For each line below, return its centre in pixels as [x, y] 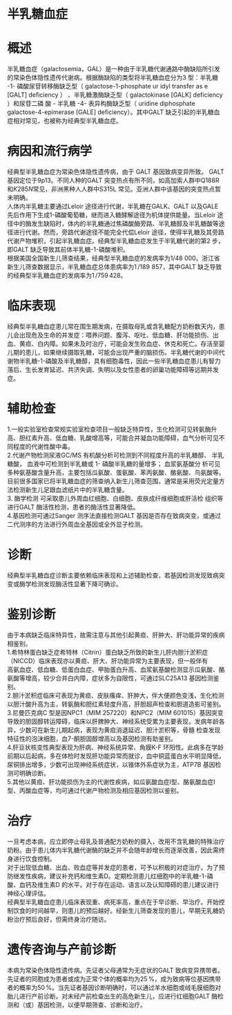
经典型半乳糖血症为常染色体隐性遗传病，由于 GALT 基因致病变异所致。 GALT [116, 172]
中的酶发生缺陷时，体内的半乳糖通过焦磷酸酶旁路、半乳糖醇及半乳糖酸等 [116, 224]
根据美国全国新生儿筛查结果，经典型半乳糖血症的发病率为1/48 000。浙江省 [114, 258]
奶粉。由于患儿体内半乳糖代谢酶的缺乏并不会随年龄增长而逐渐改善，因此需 [113, 850]
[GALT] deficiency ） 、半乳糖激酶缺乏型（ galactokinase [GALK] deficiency [115, 95]
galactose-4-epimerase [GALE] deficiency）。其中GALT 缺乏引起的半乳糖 [110, 112]
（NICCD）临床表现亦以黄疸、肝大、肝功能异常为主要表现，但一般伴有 [108, 660]
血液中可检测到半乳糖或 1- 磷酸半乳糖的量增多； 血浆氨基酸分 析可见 [124, 463]
